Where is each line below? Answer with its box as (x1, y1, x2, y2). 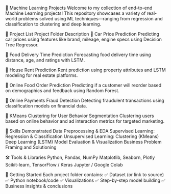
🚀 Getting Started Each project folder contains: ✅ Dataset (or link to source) (5, 172, 164, 178)
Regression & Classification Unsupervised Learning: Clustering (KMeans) (5, 133, 159, 140)
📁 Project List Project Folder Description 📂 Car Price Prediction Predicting (5, 31, 160, 37)
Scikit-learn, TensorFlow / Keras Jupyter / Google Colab (5, 162, 123, 168)
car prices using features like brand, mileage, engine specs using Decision (5, 36, 162, 42)
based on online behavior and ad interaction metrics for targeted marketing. (5, 118, 165, 124)
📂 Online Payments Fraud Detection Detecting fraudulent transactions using (5, 97, 164, 103)
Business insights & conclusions (5, 183, 73, 189)
